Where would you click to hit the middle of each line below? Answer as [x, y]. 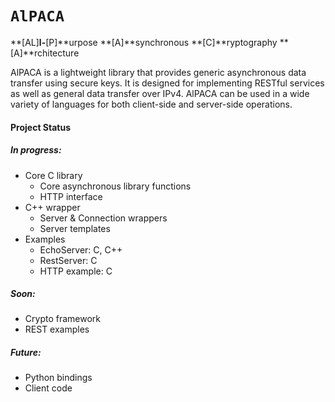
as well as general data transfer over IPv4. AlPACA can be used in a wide [160, 93]
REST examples [57, 329]
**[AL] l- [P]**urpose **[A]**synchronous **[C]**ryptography [144, 42]
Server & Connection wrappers [103, 218]
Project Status [41, 127]
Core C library [53, 175]
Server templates [75, 228]
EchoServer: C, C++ [81, 249]
